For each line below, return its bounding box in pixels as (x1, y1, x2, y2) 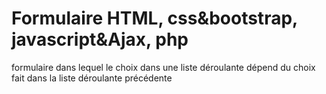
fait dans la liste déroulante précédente (11, 72, 173, 84)
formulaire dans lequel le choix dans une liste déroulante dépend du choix (11, 61, 316, 73)
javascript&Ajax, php (11, 28, 189, 51)
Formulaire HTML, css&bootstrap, (11, 7, 298, 30)
